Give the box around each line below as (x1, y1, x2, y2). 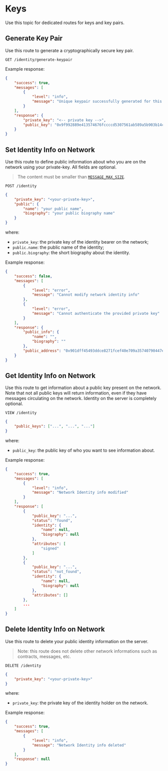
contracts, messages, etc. (17, 653, 71, 659)
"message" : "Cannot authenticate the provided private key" (31, 311, 160, 316)
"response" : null (14, 756, 50, 762)
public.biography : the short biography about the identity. (12, 250, 130, 256)
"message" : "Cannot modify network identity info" (31, 292, 140, 297)
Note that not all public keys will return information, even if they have (5, 390, 147, 396)
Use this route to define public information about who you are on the (5, 158, 146, 164)
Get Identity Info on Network (5, 371, 96, 380)
